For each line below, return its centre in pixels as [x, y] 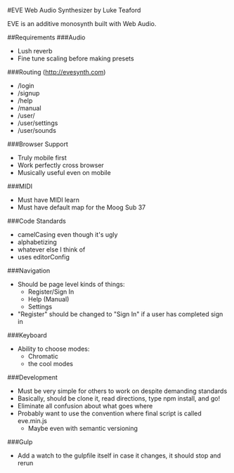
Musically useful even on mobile [64, 173]
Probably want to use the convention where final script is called [109, 413]
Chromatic [43, 356]
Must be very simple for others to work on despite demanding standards [122, 391]
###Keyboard [27, 335]
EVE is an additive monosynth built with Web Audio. [82, 24]
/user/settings [38, 123]
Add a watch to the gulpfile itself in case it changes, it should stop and [119, 455]
